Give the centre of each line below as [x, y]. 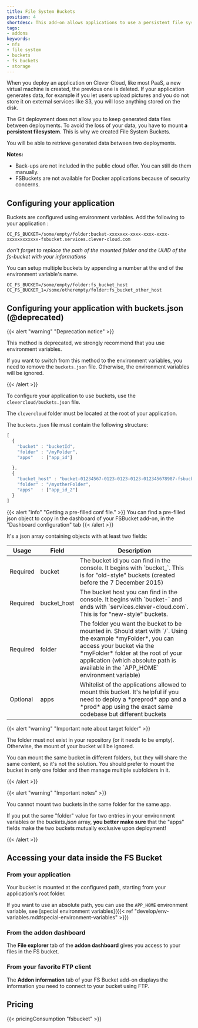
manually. [27, 172]
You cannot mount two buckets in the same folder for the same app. [89, 804]
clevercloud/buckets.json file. [43, 402]
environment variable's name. [43, 274]
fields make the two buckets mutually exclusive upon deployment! [86, 828]
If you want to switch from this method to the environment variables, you [95, 360]
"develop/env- [152, 911]
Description [135, 550]
